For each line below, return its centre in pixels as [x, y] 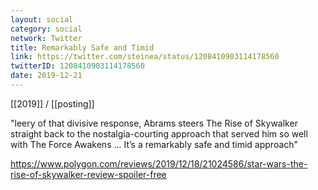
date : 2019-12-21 [46, 76]
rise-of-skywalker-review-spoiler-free [88, 174]
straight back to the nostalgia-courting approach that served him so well [159, 133]
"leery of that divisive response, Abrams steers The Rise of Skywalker [154, 123]
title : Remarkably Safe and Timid [82, 47]
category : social [46, 29]
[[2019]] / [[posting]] [52, 103]
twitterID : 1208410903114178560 [77, 66]
